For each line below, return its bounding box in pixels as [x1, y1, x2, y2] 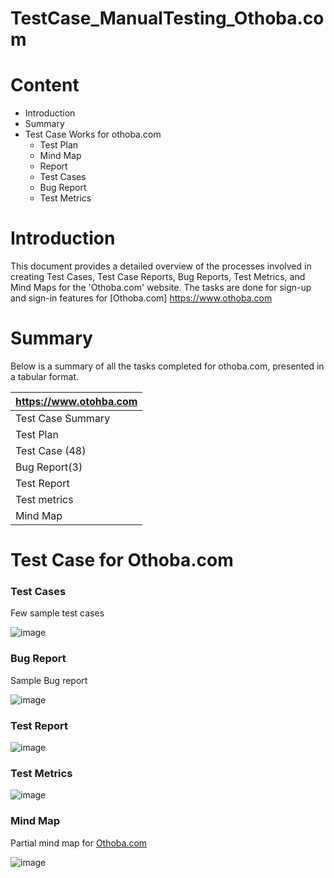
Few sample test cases [10, 607, 105, 619]
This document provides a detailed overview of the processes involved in [10, 260, 312, 272]
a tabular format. [10, 371, 80, 382]
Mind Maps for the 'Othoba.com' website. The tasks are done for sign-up [10, 282, 312, 294]
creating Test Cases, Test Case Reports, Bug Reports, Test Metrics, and [10, 271, 306, 283]
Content [10, 74, 80, 97]
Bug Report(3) [15, 460, 83, 474]
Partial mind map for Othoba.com [10, 837, 148, 849]
